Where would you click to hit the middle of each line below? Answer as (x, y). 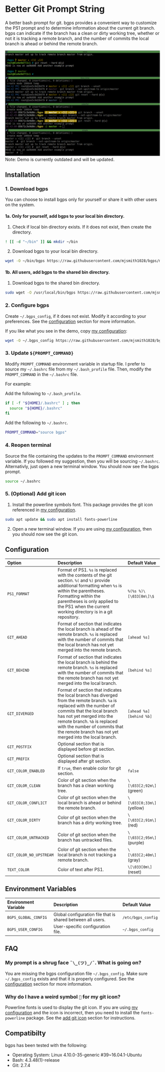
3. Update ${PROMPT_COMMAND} (39, 353)
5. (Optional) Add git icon (36, 494)
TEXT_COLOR (18, 870)
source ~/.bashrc (23, 481)
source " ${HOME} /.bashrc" (36, 408)
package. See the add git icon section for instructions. (81, 1018)
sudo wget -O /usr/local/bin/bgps (41, 293)
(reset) (134, 872)
